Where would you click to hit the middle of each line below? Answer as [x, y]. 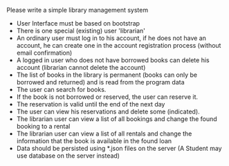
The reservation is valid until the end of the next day [91, 104]
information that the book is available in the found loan [94, 141]
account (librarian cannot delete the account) [81, 67]
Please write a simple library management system [77, 10]
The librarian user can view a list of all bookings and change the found [117, 119]
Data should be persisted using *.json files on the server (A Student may [119, 148]
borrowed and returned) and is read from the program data [100, 82]
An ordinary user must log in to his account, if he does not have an [111, 38]
